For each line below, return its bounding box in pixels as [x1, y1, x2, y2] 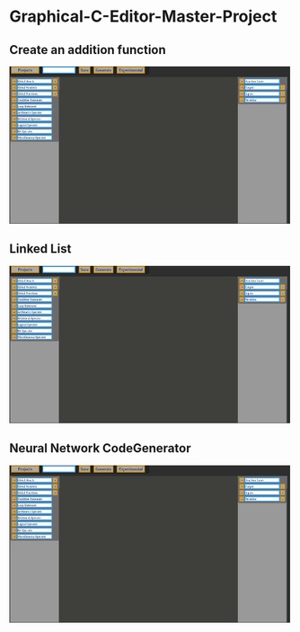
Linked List [9, 241, 72, 257]
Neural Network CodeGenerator [9, 441, 191, 456]
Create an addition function [9, 42, 166, 58]
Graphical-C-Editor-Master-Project [9, 6, 278, 27]
